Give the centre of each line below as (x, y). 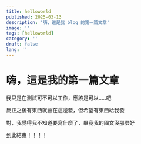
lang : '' (17, 50)
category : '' (22, 39)
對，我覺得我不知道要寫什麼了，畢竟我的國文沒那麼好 (70, 122)
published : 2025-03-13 (34, 17)
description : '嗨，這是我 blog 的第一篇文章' (58, 22)
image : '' (18, 28)
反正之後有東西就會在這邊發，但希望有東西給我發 (65, 110)
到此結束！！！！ (27, 135)
